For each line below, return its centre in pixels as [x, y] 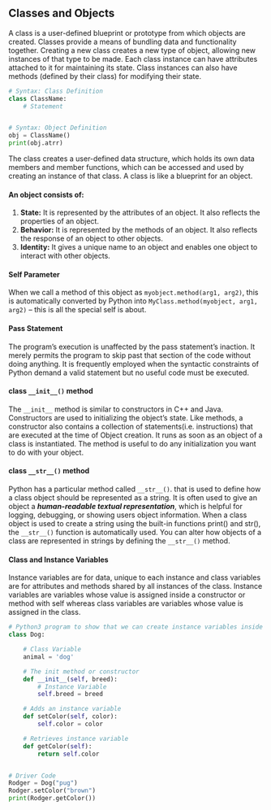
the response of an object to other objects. [92, 238]
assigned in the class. [45, 612]
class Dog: [27, 635]
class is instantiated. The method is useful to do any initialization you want [133, 443]
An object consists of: [46, 194]
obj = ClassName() [39, 136]
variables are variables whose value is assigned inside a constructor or [127, 595]
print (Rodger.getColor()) [52, 799]
